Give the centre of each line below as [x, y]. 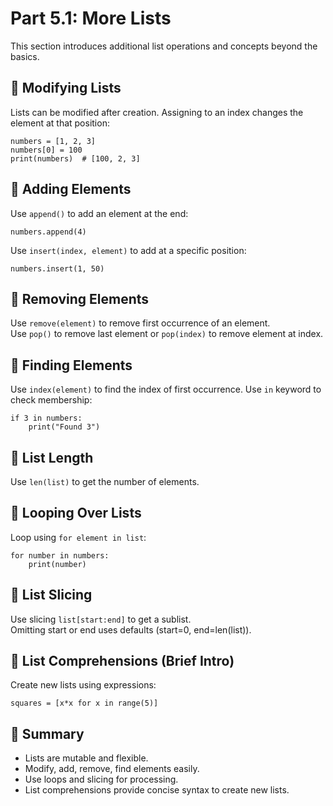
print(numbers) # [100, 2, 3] [75, 158]
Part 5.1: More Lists [91, 18]
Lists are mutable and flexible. [86, 758]
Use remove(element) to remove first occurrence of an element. [140, 323]
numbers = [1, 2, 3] [53, 141]
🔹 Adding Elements [71, 189]
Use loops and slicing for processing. [101, 779]
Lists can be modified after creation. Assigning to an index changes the [157, 112]
